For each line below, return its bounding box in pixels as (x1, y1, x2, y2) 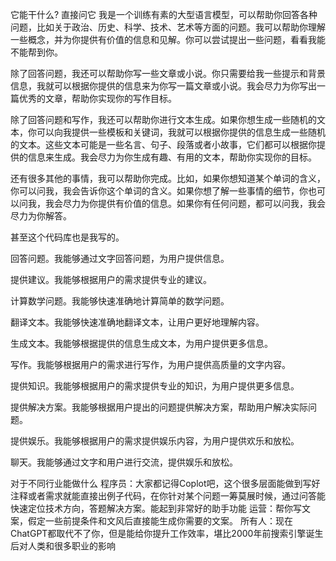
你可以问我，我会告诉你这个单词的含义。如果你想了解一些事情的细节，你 (10, 185, 308, 197)
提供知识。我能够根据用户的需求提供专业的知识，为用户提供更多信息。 (10, 380, 300, 392)
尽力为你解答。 (10, 210, 72, 222)
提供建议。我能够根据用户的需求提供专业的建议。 (10, 274, 212, 285)
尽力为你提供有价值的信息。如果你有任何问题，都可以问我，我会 (62, 198, 326, 209)
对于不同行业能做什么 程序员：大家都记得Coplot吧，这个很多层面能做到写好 (10, 478, 321, 489)
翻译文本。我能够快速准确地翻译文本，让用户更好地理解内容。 (10, 316, 265, 328)
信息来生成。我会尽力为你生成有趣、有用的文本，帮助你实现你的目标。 (27, 151, 317, 163)
